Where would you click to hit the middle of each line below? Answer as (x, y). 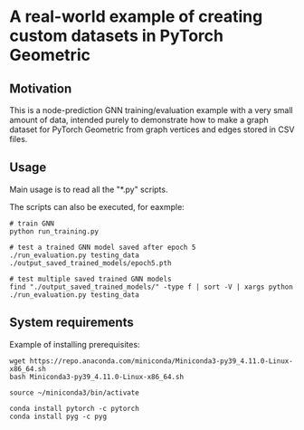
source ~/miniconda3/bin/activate (75, 392)
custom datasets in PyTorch (117, 36)
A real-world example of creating (136, 17)
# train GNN (32, 224)
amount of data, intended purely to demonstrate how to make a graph (139, 120)
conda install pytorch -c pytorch (75, 408)
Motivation (41, 88)
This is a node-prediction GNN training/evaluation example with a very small (151, 110)
